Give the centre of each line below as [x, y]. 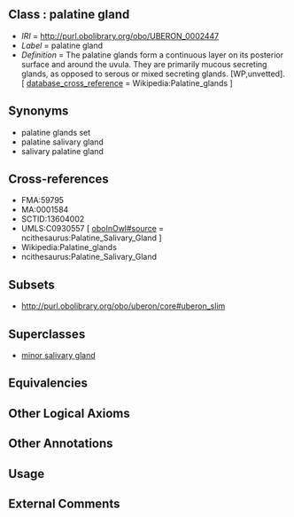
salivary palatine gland [62, 151]
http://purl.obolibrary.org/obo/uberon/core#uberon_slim [123, 306]
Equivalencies [48, 384]
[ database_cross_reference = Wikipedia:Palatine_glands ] [127, 82]
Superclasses [47, 334]
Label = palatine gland [62, 45]
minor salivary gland [58, 356]
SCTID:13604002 [53, 219]
